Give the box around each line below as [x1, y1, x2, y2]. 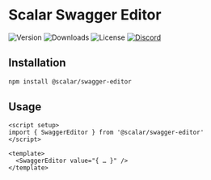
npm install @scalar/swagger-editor [8, 77, 132, 86]
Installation [8, 56, 66, 70]
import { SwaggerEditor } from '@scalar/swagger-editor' [8, 128, 205, 137]
